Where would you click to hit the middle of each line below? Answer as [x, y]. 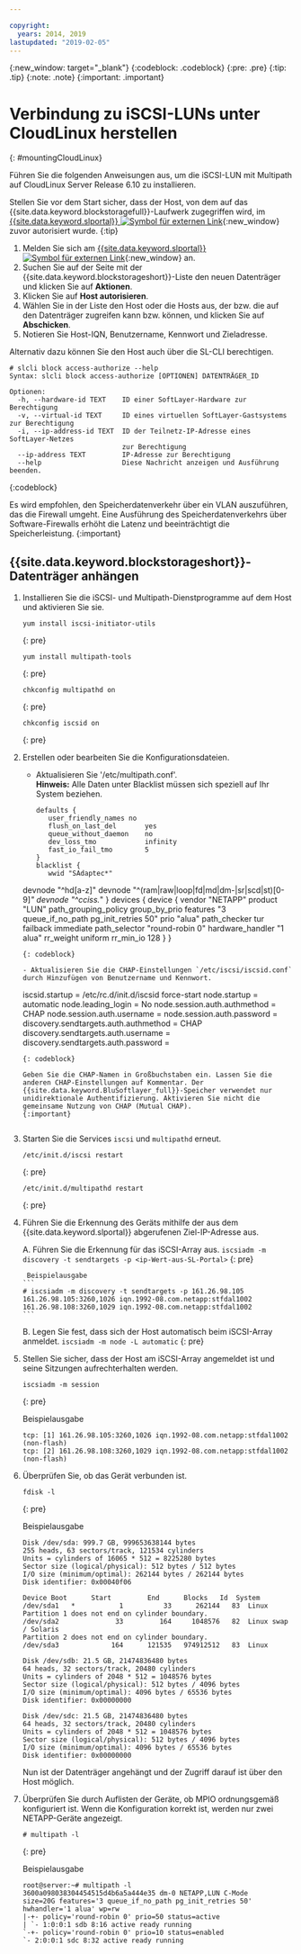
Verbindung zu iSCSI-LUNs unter [135, 114]
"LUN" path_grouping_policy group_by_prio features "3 [124, 909]
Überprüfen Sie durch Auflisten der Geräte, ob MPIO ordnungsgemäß [150, 1799]
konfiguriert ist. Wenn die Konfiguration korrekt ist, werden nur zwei [148, 1809]
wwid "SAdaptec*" [80, 874]
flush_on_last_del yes [102, 826]
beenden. [26, 471]
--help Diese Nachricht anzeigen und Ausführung [148, 463]
